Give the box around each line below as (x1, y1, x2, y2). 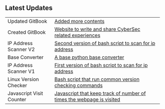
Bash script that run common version (54, 76, 140, 83)
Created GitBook (7, 29, 46, 36)
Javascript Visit (7, 90, 43, 97)
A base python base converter (54, 54, 124, 61)
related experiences (54, 32, 101, 39)
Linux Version (7, 76, 39, 83)
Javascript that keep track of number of (54, 90, 146, 97)
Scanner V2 (7, 46, 35, 53)
